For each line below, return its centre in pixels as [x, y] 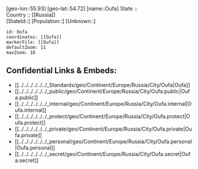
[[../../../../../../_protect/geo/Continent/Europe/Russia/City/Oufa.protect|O [102, 116]
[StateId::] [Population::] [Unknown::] [51, 21]
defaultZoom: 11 [26, 47]
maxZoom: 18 [21, 53]
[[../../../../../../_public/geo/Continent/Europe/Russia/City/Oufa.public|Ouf [102, 91]
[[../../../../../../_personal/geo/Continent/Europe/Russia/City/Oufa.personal [103, 141]
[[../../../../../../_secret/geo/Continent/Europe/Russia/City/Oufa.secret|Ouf [103, 154]
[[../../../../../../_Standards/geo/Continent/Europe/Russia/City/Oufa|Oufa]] [102, 84]
